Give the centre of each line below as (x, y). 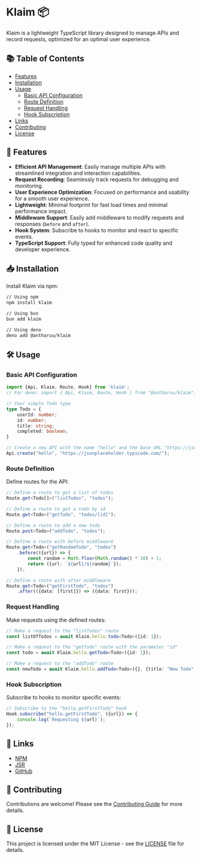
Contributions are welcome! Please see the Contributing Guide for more (95, 804)
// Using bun (22, 314)
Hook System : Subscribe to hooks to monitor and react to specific (97, 230)
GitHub (24, 771)
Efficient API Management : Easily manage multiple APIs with (90, 166)
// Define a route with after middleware (59, 580)
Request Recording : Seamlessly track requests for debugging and (97, 179)
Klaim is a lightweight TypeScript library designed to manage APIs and (93, 33)
